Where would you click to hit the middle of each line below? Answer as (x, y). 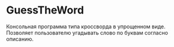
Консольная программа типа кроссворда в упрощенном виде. (86, 26)
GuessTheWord (45, 10)
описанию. (20, 39)
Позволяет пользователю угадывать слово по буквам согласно (87, 32)
